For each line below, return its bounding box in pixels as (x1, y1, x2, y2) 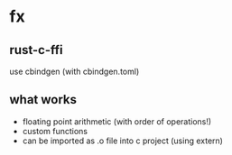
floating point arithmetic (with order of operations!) (22, 115, 212, 127)
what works (9, 92, 78, 107)
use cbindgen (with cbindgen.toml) (9, 66, 140, 77)
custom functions (22, 125, 88, 136)
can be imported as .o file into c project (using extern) (22, 135, 224, 146)
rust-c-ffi (9, 42, 63, 58)
